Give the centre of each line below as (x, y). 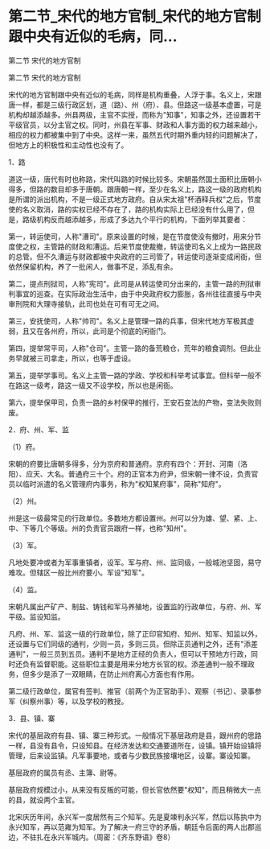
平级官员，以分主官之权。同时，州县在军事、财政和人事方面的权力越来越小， (135, 125)
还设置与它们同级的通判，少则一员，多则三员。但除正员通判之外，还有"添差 (133, 644)
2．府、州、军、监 (39, 429)
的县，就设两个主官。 (43, 800)
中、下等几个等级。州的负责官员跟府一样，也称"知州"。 (100, 528)
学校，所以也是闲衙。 (142, 385)
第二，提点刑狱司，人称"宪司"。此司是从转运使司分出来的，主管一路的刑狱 (131, 283)
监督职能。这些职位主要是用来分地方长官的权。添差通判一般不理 (141, 664)
